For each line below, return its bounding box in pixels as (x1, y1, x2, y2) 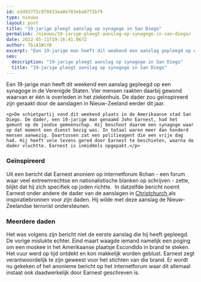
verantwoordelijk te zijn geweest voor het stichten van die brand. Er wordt (6, 256, 188, 263)
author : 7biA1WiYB (6, 43, 52, 48)
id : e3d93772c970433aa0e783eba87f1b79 (6, 8, 103, 15)
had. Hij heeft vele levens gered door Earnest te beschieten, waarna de (6, 138, 194, 144)
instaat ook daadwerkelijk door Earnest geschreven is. (6, 269, 140, 276)
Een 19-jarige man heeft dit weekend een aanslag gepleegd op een (6, 81, 172, 88)
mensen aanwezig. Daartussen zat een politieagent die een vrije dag (6, 132, 184, 138)
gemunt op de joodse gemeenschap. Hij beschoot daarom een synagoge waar (6, 122, 194, 128)
